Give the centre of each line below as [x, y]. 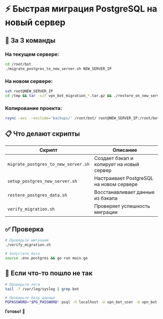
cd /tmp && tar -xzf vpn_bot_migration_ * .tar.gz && [58, 96]
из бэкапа [106, 198]
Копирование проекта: [33, 108]
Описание [125, 150]
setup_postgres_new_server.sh [42, 181]
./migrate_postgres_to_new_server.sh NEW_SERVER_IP [58, 69]
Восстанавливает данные [124, 192]
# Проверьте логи [23, 284]
